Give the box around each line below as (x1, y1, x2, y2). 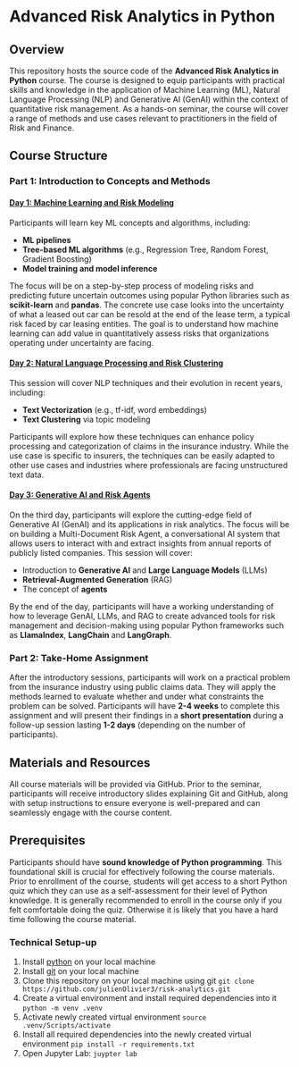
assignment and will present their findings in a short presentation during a (9, 710, 284, 721)
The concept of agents (21, 584, 108, 594)
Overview (9, 42, 65, 57)
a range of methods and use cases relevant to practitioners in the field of (9, 113, 278, 123)
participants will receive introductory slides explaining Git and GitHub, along (9, 788, 288, 799)
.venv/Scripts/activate (21, 1021, 112, 1030)
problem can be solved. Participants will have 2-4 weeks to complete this (9, 701, 280, 711)
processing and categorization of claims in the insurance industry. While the (9, 441, 289, 451)
